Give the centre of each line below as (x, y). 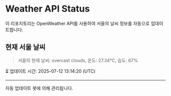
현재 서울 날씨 (25, 47)
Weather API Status (48, 9)
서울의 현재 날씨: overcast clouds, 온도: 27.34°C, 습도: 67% (78, 60)
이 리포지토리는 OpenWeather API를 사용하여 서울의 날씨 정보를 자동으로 (78, 23)
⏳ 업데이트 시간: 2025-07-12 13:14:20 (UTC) (50, 71)
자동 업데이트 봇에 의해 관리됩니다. (39, 88)
